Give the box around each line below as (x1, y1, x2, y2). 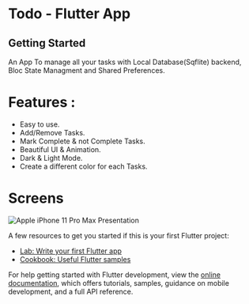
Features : (8, 93, 76, 112)
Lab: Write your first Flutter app (19, 246, 123, 256)
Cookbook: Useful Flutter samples (19, 254, 131, 264)
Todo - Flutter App (8, 5, 131, 23)
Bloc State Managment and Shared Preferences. (8, 66, 165, 75)
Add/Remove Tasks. (19, 127, 85, 137)
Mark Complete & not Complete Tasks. (19, 136, 146, 146)
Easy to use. (19, 120, 60, 129)
